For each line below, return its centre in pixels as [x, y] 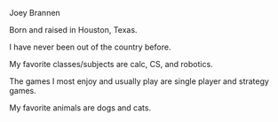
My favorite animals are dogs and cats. [80, 108]
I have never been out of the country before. [90, 47]
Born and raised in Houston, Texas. [73, 30]
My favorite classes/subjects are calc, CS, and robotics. [111, 64]
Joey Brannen [35, 13]
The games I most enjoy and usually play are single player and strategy [139, 81]
